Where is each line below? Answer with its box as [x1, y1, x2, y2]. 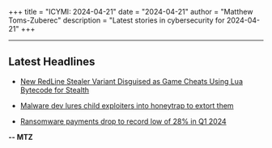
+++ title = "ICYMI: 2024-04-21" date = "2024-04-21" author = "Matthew [8, 7, 253, 16]
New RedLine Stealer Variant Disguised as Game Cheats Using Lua [19, 76, 244, 86]
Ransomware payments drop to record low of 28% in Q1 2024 [19, 116, 227, 126]
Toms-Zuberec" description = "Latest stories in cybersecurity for [8, 15, 225, 25]
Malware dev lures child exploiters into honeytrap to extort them [19, 100, 234, 110]
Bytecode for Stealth [19, 85, 90, 95]
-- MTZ [8, 132, 34, 142]
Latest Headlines [8, 55, 96, 69]
